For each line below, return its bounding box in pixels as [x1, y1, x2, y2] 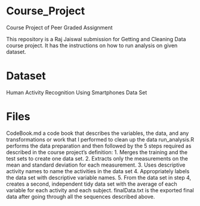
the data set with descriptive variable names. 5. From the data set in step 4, [6, 174, 192, 181]
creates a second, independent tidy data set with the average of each [6, 180, 177, 187]
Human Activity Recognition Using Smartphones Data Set [6, 88, 147, 96]
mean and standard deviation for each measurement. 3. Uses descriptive [6, 161, 186, 168]
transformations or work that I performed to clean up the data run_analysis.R [6, 136, 195, 143]
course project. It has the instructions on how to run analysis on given [6, 42, 178, 49]
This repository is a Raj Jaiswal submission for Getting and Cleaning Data [6, 35, 186, 42]
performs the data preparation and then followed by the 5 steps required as [6, 142, 192, 149]
